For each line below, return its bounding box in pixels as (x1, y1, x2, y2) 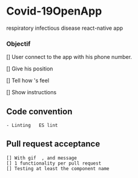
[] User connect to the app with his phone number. (6, 53, 132, 61)
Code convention (6, 106, 73, 117)
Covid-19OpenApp (6, 4, 102, 18)
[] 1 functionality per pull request (6, 160, 102, 166)
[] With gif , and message (6, 155, 77, 161)
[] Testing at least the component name (6, 165, 110, 171)
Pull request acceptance (6, 139, 100, 149)
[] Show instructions (6, 89, 57, 96)
